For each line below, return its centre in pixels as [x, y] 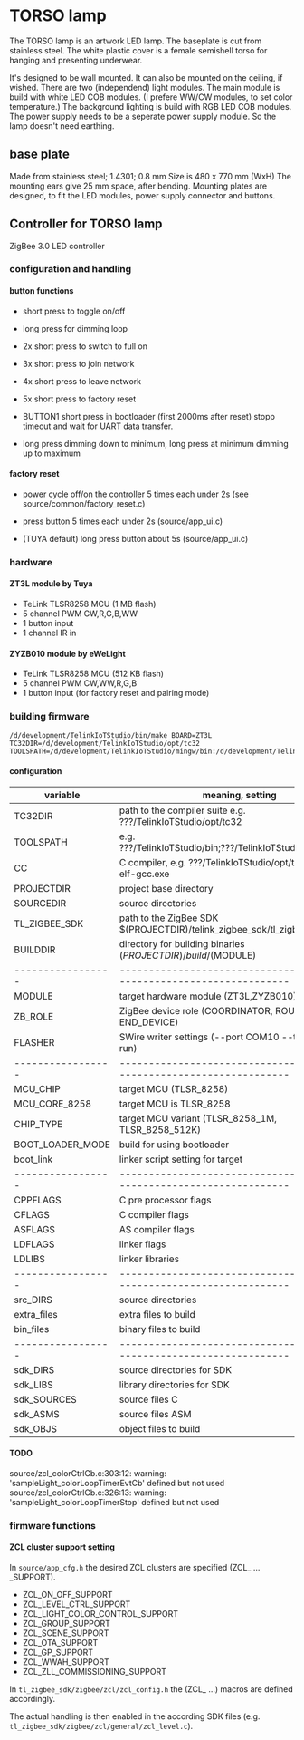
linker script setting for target [180, 1159]
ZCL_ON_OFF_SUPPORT [67, 1595]
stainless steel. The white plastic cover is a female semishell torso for [138, 50]
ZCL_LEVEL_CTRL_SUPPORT [76, 1604]
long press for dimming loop [75, 328]
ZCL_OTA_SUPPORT [60, 1643]
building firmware [49, 717]
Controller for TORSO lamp [86, 224]
